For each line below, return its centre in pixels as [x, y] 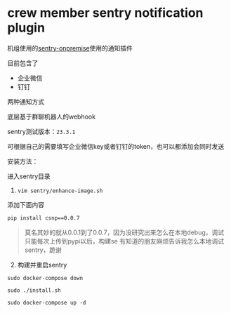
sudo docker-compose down [45, 278]
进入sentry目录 [29, 176]
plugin [26, 28]
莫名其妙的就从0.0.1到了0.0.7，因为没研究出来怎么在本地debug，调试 [124, 232]
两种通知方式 [26, 101]
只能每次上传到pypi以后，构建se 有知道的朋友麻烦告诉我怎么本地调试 [124, 241]
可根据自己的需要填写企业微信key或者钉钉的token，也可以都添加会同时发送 [116, 146]
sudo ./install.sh [34, 290]
